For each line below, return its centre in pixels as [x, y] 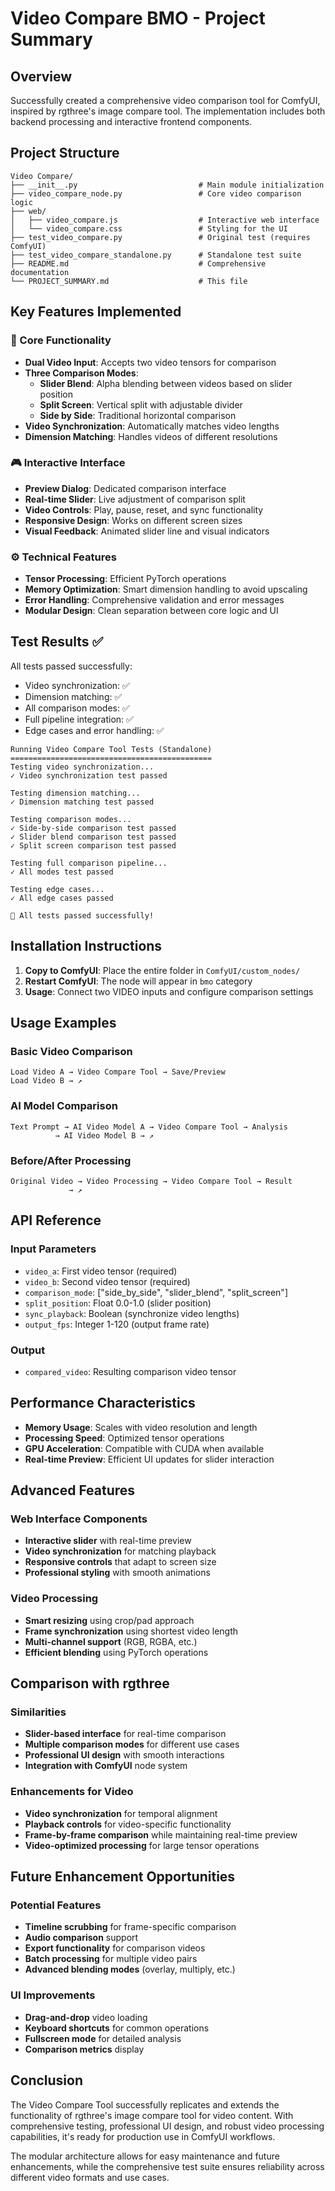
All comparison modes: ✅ [77, 708]
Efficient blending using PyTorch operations [116, 1652]
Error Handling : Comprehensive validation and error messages [154, 600]
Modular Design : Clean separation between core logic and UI [151, 611]
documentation [40, 272]
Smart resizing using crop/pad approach [109, 1620]
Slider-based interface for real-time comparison [125, 1734]
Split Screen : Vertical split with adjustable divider [141, 404]
